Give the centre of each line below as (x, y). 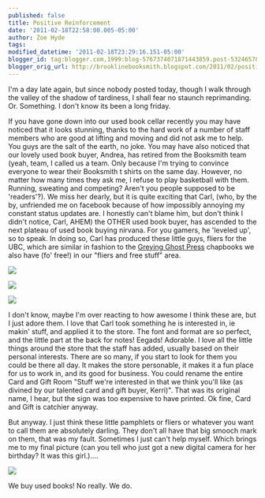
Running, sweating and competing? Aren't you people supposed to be (121, 188)
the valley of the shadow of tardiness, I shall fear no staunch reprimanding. (130, 97)
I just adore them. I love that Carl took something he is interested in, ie (121, 323)
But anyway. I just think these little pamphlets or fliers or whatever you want (131, 422)
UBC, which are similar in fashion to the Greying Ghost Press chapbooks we (131, 247)
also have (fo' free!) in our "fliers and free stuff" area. (95, 255)
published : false (37, 15)
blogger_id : (28, 60)
